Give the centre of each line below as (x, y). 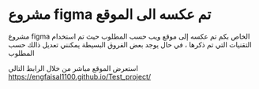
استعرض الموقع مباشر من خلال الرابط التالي (73, 68)
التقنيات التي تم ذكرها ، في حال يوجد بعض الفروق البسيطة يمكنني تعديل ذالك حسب (130, 44)
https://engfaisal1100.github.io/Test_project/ (80, 76)
